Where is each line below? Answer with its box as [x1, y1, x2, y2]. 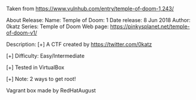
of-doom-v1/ [6, 29, 38, 36]
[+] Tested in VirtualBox [6, 64, 65, 71]
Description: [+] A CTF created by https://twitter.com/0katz [6, 41, 152, 48]
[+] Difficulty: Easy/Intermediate [6, 52, 85, 59]
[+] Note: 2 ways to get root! [6, 76, 76, 82]
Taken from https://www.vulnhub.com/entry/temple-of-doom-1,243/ [6, 5, 174, 12]
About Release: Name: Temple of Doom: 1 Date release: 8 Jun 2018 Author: [6, 17, 191, 23]
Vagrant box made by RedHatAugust [6, 87, 96, 94]
